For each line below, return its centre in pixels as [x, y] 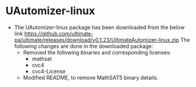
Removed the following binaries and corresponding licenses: [97, 52]
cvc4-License [49, 71]
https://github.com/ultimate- [59, 33]
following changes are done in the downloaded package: [84, 46]
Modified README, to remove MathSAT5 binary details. [91, 78]
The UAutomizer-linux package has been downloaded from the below [99, 27]
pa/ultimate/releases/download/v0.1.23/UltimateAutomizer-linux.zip [97, 40]
